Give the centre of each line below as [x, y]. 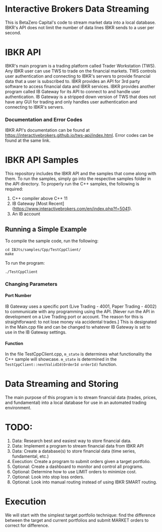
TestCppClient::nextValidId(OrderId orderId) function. [61, 365]
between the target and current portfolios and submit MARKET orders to [77, 520]
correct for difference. [27, 526]
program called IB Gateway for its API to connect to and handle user [73, 91]
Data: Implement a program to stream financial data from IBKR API [78, 446]
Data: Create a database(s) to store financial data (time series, [74, 451]
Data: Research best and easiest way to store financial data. [72, 441]
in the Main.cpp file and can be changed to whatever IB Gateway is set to [78, 327]
